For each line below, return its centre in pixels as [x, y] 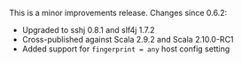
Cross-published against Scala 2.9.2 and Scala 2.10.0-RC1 [128, 39]
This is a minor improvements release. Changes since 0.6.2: [118, 13]
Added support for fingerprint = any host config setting [126, 49]
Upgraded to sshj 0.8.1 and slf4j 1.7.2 [88, 30]
